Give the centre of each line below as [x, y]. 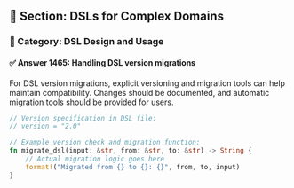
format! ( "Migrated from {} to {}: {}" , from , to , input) [133, 167]
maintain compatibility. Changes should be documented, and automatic [139, 92]
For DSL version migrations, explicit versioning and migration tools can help [147, 83]
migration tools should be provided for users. [91, 102]
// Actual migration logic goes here [95, 159]
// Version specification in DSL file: [83, 118]
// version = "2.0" [45, 126]
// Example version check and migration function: [105, 143]
